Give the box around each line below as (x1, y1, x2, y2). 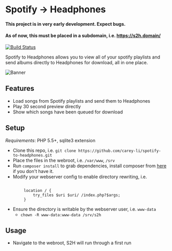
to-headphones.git (12, 152, 52, 158)
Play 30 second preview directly (12, 103, 81, 109)
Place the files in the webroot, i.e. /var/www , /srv (12, 157, 115, 163)
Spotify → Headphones (5, 4, 106, 15)
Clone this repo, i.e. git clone (12, 147, 76, 153)
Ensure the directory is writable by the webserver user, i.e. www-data (12, 206, 157, 212)
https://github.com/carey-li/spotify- (78, 148, 161, 153)
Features (5, 84, 34, 93)
